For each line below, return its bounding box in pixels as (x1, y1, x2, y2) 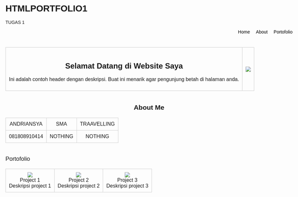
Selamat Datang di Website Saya (65, 61, 183, 70)
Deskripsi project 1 (9, 183, 52, 189)
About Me (134, 104, 164, 112)
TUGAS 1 (5, 19, 25, 25)
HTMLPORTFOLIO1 (5, 3, 88, 14)
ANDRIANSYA (9, 121, 43, 127)
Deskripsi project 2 (57, 183, 100, 189)
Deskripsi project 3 (106, 183, 148, 189)
